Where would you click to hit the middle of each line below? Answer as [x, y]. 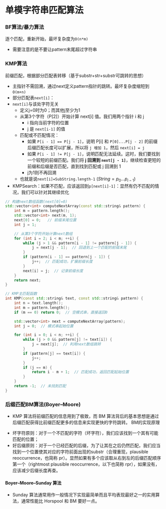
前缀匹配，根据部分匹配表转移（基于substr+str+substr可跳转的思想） [76, 75]
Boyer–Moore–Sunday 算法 [33, 483]
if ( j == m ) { [38, 367]
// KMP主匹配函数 [21, 294]
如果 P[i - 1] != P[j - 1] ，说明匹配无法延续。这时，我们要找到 [94, 154]
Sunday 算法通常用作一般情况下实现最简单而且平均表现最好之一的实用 [84, 495]
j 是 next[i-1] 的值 [46, 129]
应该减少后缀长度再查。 [36, 471]
